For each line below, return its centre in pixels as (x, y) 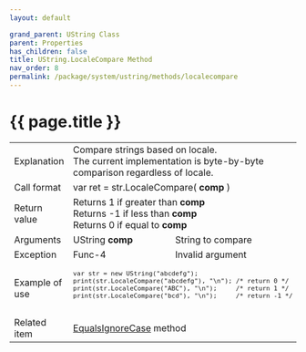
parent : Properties (46, 43)
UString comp (103, 240)
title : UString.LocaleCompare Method (81, 60)
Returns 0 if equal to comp (130, 224)
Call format (38, 187)
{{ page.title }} (66, 122)
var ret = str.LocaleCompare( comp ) (151, 187)
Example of (38, 283)
